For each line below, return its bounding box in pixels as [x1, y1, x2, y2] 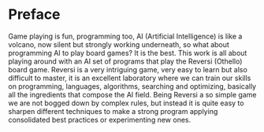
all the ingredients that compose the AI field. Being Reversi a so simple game [8, 90, 257, 99]
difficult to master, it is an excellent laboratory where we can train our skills [8, 73, 251, 82]
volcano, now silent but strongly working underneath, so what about [8, 39, 230, 49]
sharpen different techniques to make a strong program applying [8, 106, 218, 115]
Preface [8, 5, 61, 24]
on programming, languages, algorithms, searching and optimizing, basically [8, 81, 257, 91]
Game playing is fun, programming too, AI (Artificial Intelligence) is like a [8, 31, 243, 41]
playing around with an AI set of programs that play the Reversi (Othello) [8, 57, 243, 66]
